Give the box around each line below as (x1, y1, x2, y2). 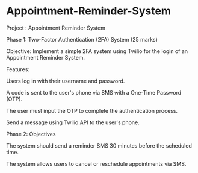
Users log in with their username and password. (6, 77, 125, 84)
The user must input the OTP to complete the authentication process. (6, 107, 178, 114)
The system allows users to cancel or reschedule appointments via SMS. (6, 160, 187, 167)
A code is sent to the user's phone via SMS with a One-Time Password (6, 89, 182, 96)
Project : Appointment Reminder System (6, 24, 106, 31)
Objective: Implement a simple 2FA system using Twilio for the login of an (6, 47, 188, 55)
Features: (6, 65, 30, 73)
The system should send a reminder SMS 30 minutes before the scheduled (6, 142, 193, 149)
